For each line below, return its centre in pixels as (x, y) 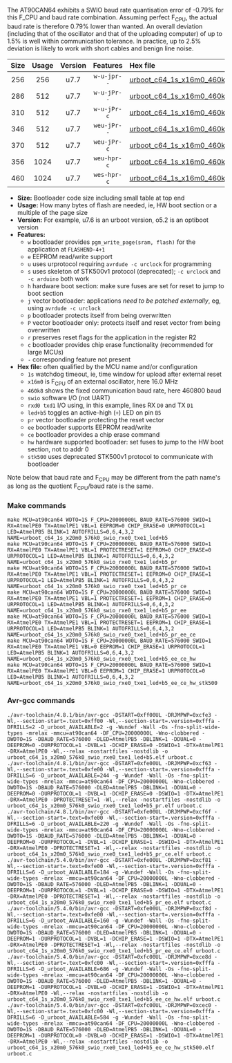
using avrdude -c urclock (64, 308)
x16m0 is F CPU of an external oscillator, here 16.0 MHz (103, 382)
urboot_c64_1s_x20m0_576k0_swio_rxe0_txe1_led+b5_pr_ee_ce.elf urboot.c (114, 951)
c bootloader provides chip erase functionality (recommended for (120, 344)
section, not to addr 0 (58, 449)
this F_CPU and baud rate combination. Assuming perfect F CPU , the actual (112, 18)
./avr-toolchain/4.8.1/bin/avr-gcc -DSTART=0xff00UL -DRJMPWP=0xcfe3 (109, 715)
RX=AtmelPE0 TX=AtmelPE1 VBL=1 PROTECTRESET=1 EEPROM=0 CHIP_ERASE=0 (109, 550)
